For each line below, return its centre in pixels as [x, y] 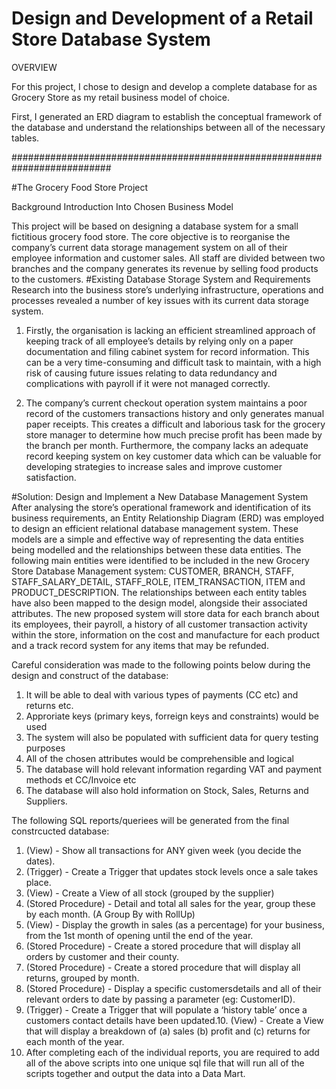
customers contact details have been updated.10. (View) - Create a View [174, 1020]
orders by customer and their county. [102, 956]
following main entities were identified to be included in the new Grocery [160, 560]
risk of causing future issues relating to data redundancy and [151, 373]
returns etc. [49, 705]
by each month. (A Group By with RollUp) [110, 914]
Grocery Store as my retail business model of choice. [121, 97]
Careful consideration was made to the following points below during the [161, 664]
